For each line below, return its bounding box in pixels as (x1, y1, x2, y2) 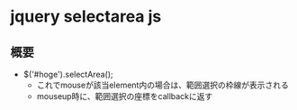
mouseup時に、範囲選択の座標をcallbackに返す (36, 91, 213, 101)
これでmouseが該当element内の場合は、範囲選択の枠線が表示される (36, 79, 289, 90)
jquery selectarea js (10, 6, 162, 27)
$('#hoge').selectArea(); (22, 69, 113, 79)
